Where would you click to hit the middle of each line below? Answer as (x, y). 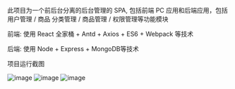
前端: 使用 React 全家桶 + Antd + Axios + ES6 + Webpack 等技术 (101, 34)
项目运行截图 (26, 64)
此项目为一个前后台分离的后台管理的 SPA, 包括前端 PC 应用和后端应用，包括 (117, 10)
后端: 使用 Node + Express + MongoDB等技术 (73, 49)
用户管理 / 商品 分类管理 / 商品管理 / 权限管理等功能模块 (88, 19)
